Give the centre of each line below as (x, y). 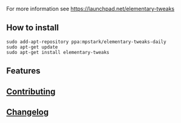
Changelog (28, 112)
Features (23, 71)
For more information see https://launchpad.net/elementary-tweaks (90, 9)
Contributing (31, 91)
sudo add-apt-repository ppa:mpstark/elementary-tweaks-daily (86, 42)
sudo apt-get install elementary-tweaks (58, 52)
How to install (33, 28)
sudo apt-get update (32, 47)
